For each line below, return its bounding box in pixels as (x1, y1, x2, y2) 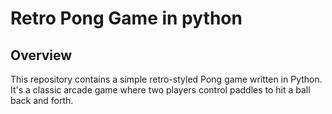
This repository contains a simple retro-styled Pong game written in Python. (10, 73, 323, 85)
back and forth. (10, 95, 74, 106)
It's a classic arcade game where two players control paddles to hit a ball (10, 84, 311, 96)
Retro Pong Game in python (10, 7, 243, 30)
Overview (10, 47, 73, 64)
